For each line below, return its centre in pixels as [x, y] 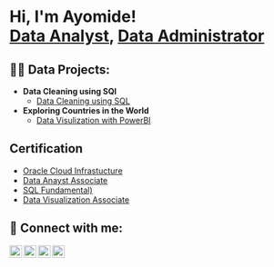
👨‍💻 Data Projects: [60, 69]
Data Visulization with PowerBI [94, 120]
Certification [46, 148]
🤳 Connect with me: [66, 228]
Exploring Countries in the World [86, 110]
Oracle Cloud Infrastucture [72, 171]
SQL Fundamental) [57, 190]
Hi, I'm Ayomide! [73, 17]
